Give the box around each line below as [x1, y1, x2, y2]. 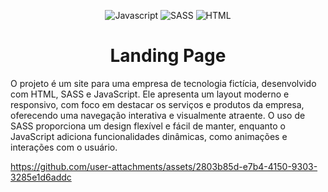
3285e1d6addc [10, 171, 72, 183]
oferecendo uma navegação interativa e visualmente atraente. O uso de [10, 109, 306, 121]
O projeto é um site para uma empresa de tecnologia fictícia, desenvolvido [10, 77, 317, 89]
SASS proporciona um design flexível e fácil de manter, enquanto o [10, 120, 287, 132]
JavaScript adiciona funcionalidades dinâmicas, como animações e [10, 130, 288, 142]
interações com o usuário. [10, 141, 118, 153]
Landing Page [109, 45, 227, 67]
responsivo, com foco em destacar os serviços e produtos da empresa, [10, 98, 305, 110]
